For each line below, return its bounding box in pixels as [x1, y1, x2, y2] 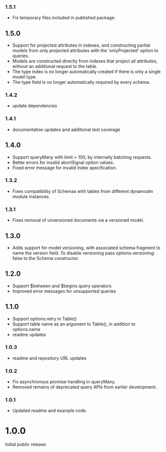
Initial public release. [5, 442, 48, 448]
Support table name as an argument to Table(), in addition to [12, 321, 136, 327]
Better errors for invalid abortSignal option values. [12, 159, 114, 165]
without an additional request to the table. [12, 64, 98, 69]
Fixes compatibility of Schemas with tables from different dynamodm [12, 188, 154, 194]
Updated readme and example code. [12, 408, 87, 414]
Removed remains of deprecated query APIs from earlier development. [12, 384, 157, 390]
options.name [12, 326, 41, 332]
